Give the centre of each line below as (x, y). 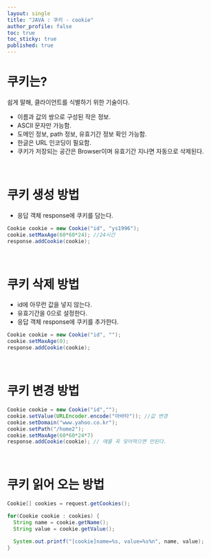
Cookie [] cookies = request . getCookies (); (69, 504)
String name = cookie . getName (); (61, 522)
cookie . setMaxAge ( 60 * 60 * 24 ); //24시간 (61, 235)
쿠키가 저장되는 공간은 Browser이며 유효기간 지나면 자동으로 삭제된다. (110, 151)
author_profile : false (40, 26)
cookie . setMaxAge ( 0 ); (38, 342)
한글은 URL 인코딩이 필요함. (54, 143)
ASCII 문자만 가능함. (44, 125)
